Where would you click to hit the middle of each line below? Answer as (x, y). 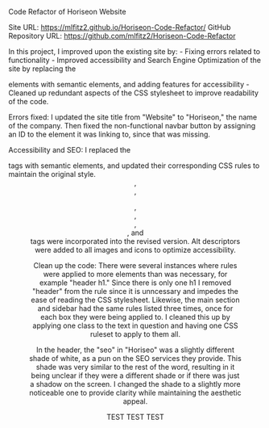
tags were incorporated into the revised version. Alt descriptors (135, 241)
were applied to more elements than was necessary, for (135, 274)
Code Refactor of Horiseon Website (67, 12)
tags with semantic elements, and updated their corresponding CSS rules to (134, 166)
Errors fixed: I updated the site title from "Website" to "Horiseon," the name (133, 117)
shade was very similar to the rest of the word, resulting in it (135, 367)
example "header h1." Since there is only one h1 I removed (135, 283)
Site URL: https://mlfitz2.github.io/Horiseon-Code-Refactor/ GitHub (120, 27)
